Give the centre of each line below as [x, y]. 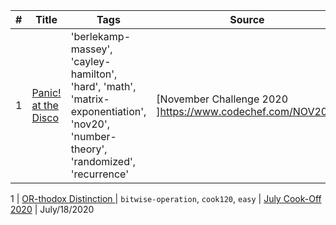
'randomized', [103, 161]
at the [45, 105]
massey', [91, 49]
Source [247, 19]
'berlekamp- [101, 36]
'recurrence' [99, 174]
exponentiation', [108, 111]
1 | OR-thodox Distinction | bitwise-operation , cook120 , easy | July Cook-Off [166, 198]
